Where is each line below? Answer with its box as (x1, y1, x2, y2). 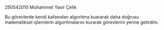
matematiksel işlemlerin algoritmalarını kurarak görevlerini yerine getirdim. (5, 19, 159, 25)
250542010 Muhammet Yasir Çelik (5, 4, 77, 10)
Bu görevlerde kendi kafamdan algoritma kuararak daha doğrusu (5, 14, 140, 19)
